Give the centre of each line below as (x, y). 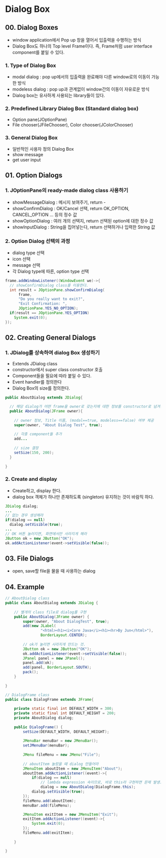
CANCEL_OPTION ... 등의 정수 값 (45, 215)
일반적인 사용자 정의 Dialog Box (43, 149)
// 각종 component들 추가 (38, 434)
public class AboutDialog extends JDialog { (52, 603)
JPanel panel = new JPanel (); (54, 658)
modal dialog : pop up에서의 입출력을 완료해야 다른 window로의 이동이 (81, 77)
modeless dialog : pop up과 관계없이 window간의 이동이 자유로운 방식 (81, 89)
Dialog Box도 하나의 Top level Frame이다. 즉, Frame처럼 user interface (82, 46)
